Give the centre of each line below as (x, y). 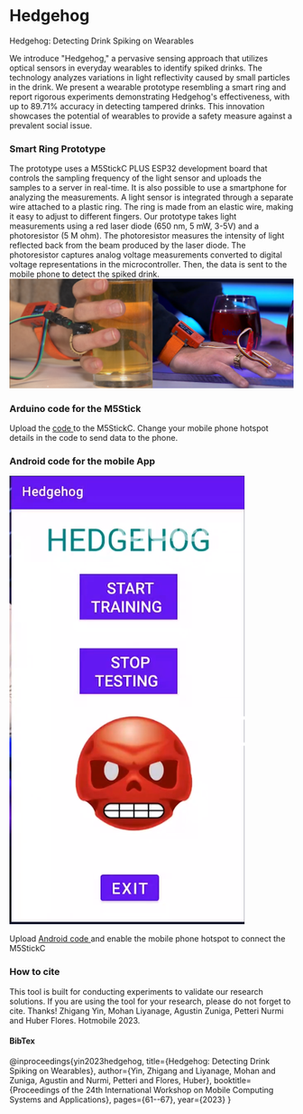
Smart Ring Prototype (58, 148)
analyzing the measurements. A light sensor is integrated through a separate (151, 197)
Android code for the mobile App (83, 461)
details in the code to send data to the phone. (94, 437)
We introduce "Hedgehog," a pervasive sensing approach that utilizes (139, 58)
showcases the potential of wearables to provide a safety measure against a (151, 116)
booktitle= (233, 1080)
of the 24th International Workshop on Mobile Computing (168, 1090)
